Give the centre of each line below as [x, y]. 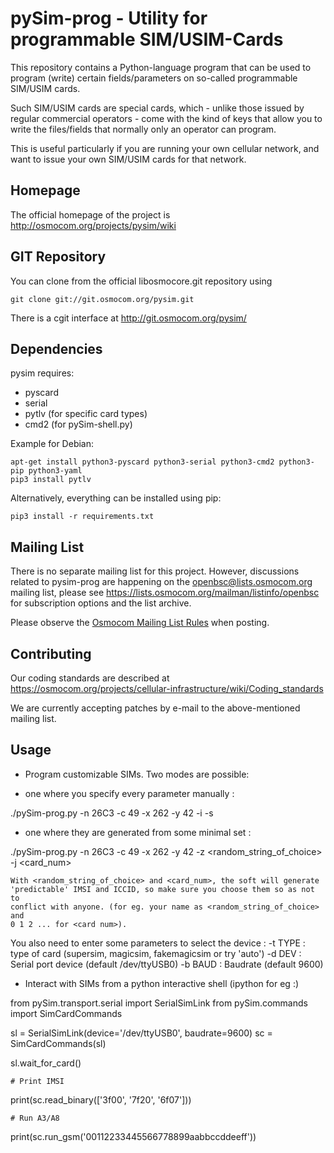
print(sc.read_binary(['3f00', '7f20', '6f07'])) [101, 1099]
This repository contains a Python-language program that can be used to [161, 67]
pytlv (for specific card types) [86, 414]
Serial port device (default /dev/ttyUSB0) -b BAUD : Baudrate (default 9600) [167, 964]
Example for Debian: [52, 444]
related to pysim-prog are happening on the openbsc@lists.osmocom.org [161, 582]
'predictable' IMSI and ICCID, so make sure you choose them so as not [162, 889]
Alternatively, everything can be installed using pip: [116, 498]
